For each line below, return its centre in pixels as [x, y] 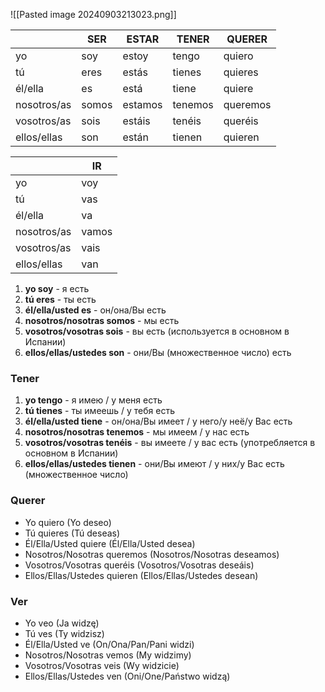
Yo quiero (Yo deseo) [68, 522]
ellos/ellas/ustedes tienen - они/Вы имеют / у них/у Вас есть [154, 464]
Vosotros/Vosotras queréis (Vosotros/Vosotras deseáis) [139, 565]
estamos [142, 104]
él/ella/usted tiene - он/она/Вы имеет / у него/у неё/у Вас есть [158, 421]
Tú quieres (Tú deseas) [72, 533]
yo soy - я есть [57, 288]
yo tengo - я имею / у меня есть [93, 400]
